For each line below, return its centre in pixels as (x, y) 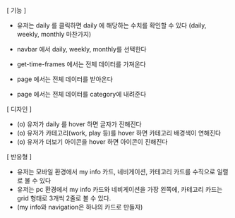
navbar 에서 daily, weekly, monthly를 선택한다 (82, 49)
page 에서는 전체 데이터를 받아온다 (65, 79)
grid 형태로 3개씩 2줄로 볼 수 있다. (64, 198)
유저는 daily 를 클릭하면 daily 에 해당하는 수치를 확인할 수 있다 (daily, (112, 25)
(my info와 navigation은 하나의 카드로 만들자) (80, 207)
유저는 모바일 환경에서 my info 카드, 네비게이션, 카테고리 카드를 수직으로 (116, 172)
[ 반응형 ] (19, 157)
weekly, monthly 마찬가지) (54, 34)
